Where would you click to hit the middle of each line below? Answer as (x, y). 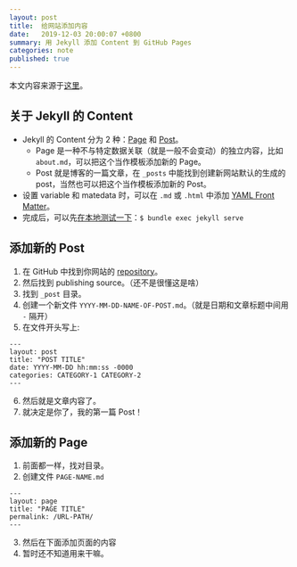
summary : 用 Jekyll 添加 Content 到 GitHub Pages (100, 42)
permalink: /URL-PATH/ (51, 517)
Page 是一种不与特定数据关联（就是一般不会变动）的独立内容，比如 (159, 150)
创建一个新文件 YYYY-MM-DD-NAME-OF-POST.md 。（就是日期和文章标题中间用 (155, 305)
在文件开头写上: (51, 327)
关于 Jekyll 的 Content (71, 116)
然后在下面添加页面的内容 (69, 542)
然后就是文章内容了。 (61, 400)
